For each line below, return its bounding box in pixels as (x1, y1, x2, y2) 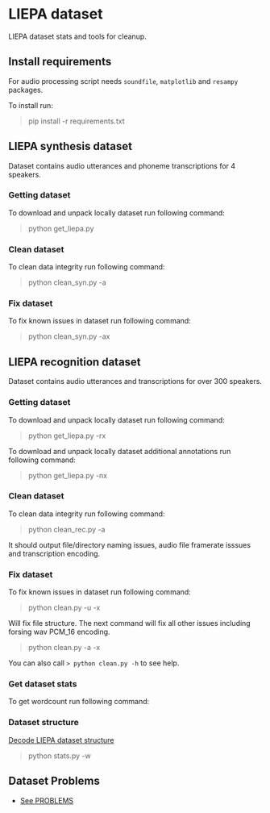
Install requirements (8, 55, 112, 69)
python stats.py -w (27, 751, 91, 761)
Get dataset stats (8, 678, 77, 690)
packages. (8, 85, 44, 94)
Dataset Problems (8, 774, 101, 788)
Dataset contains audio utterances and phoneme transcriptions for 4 (8, 161, 236, 170)
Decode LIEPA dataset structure (8, 735, 114, 744)
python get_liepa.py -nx (27, 470, 107, 480)
